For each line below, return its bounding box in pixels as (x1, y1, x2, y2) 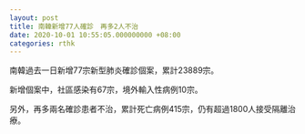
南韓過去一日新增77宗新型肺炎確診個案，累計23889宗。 (9, 65, 219, 76)
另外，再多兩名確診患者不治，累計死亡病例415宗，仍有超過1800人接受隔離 (9, 104, 289, 115)
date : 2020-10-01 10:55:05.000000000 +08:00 (9, 30, 181, 39)
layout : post (9, 13, 59, 23)
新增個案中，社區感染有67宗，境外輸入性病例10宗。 (9, 84, 203, 96)
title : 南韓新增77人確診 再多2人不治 (9, 22, 139, 31)
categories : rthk (9, 38, 76, 48)
